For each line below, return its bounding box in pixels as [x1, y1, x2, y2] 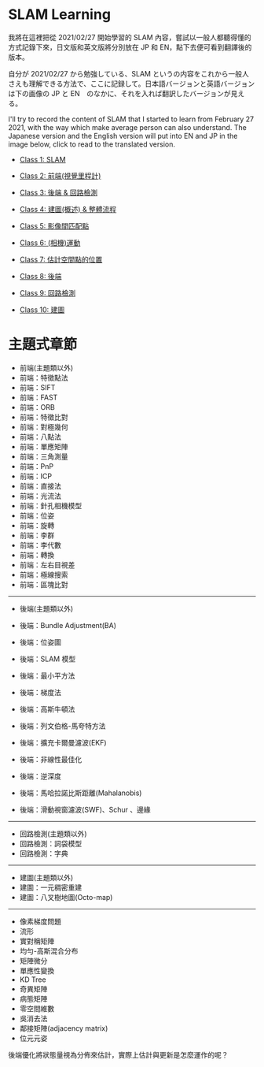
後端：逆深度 [19, 771, 61, 781]
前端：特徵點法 [19, 373, 68, 382]
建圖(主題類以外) [19, 872, 74, 882]
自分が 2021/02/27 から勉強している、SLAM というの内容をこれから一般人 [8, 69, 250, 78]
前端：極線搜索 [19, 570, 68, 579]
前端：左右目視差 [19, 560, 75, 569]
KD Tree [19, 975, 46, 984]
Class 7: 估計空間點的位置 [19, 255, 103, 264]
